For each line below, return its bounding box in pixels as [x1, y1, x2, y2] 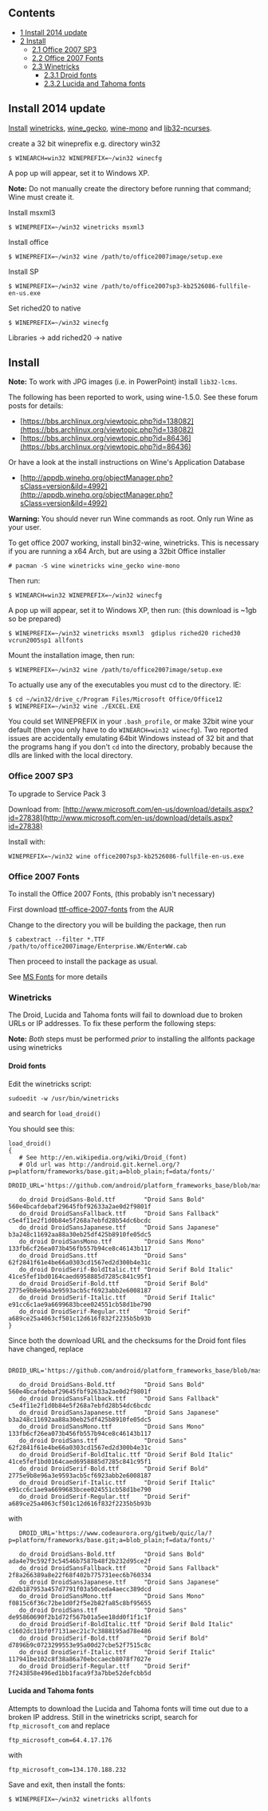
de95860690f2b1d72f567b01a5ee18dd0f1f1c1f [8, 1613, 152, 1621]
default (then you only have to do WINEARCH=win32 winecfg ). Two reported [8, 725, 249, 735]
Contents [8, 6, 56, 20]
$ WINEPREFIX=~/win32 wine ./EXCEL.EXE [8, 703, 141, 711]
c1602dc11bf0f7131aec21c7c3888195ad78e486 [8, 1627, 152, 1635]
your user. [8, 523, 41, 532]
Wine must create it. [8, 192, 74, 202]
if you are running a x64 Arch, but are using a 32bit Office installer [8, 547, 226, 556]
